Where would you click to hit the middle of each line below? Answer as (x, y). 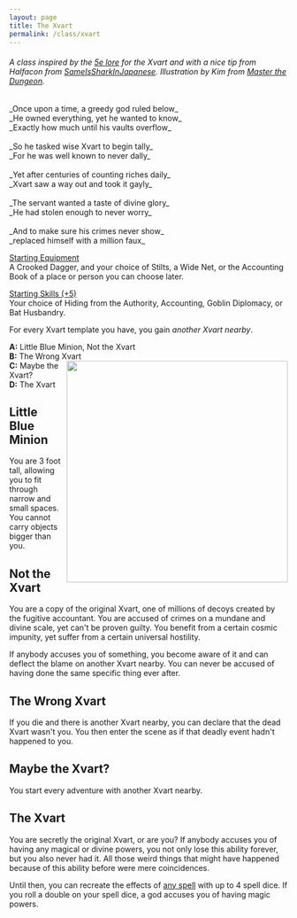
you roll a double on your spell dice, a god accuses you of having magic (140, 894)
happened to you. (41, 742)
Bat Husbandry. (38, 312)
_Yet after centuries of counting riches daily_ (90, 175)
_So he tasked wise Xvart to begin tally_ (81, 146)
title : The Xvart (41, 26)
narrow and (30, 499)
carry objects (34, 527)
